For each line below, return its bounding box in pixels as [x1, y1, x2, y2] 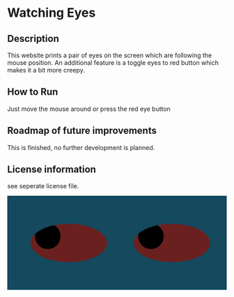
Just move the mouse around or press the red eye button [7, 105, 171, 113]
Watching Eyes [7, 5, 96, 21]
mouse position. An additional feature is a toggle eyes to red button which [7, 59, 219, 67]
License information [7, 164, 96, 176]
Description [7, 33, 59, 45]
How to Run [7, 86, 58, 98]
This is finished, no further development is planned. [7, 143, 155, 151]
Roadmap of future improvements [7, 125, 157, 137]
